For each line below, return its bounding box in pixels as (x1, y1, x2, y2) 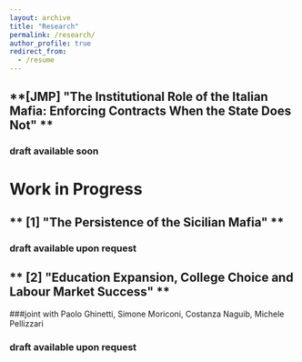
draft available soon (9, 145, 99, 157)
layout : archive (9, 13, 71, 23)
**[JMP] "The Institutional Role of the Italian (9, 89, 268, 105)
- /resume (17, 55, 55, 65)
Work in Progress (9, 178, 143, 199)
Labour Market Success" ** (9, 284, 170, 300)
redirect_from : (9, 47, 67, 56)
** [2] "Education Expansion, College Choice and (9, 270, 294, 286)
